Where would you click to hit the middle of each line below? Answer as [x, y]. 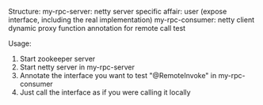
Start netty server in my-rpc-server [77, 67]
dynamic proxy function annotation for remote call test [97, 28]
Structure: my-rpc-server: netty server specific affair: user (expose [118, 11]
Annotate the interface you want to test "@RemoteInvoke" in [118, 75]
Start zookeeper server [57, 59]
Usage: [20, 43]
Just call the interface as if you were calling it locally [105, 92]
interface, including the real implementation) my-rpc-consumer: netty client [131, 20]
